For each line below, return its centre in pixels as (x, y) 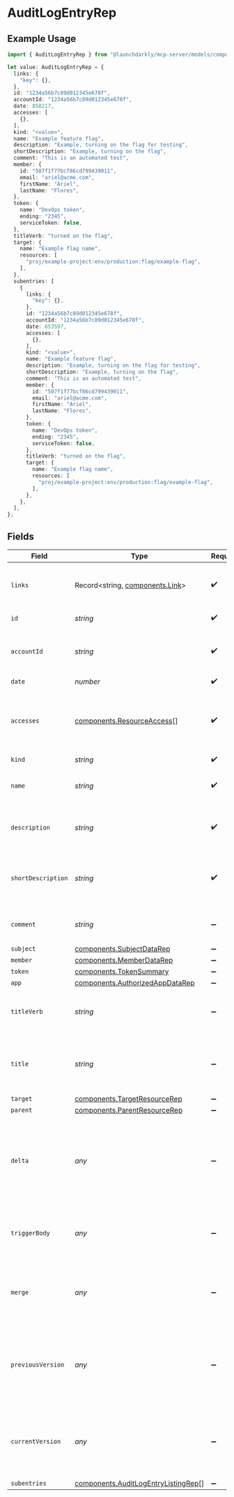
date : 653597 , (46, 326)
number (87, 682)
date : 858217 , (34, 106)
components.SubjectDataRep (122, 949)
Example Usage (42, 39)
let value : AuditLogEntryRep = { (56, 67)
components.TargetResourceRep (128, 1099)
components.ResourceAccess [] (126, 721)
